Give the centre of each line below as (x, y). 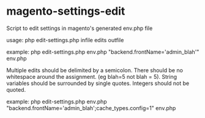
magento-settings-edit (66, 11)
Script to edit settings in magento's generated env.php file (80, 28)
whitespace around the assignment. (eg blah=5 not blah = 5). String (92, 76)
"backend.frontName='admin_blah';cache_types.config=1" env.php (91, 108)
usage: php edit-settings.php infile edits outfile (65, 40)
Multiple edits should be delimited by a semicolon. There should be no (95, 70)
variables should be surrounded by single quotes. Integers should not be (98, 83)
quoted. (16, 89)
